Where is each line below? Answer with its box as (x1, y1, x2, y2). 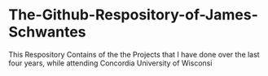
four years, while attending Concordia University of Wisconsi (8, 58, 213, 68)
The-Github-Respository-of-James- (8, 6, 258, 24)
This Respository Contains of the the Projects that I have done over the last (8, 49, 260, 59)
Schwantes (8, 23, 87, 41)
